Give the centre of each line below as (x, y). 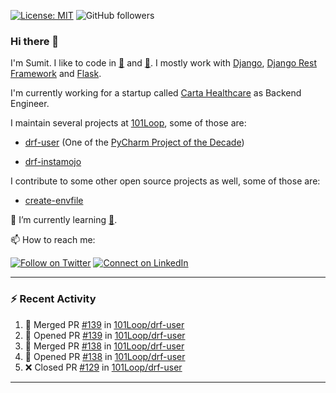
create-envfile (54, 201)
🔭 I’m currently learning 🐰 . (64, 220)
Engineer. (30, 104)
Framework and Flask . (56, 74)
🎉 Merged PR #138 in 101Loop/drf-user (104, 346)
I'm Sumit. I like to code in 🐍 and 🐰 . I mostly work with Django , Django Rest (163, 63)
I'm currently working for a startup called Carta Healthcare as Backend (156, 93)
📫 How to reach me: (53, 240)
